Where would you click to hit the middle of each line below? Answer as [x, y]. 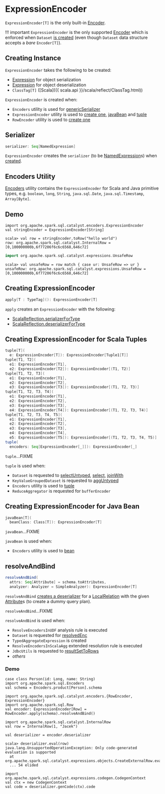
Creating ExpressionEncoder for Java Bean [72, 506]
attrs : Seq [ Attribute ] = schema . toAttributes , [58, 582]
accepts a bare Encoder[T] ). [33, 42]
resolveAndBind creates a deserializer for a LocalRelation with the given [77, 596]
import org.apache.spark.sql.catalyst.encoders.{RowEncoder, [69, 696]
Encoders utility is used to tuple [43, 485]
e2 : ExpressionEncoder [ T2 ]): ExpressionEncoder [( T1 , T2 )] [70, 369]
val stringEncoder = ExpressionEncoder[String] [55, 230]
